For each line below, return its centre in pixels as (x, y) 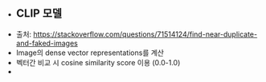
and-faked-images (47, 43)
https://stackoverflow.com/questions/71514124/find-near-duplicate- (145, 34)
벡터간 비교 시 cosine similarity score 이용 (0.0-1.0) (98, 62)
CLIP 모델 (39, 14)
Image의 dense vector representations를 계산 (90, 53)
